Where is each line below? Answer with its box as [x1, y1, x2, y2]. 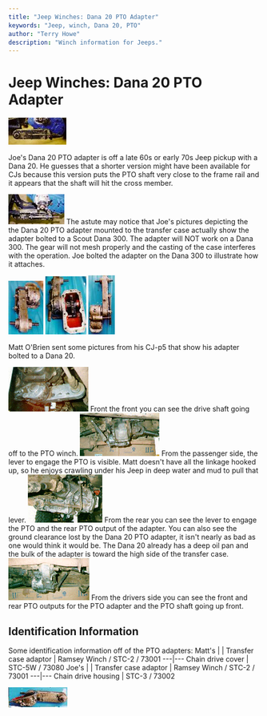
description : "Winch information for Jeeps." [8, 38, 162, 46]
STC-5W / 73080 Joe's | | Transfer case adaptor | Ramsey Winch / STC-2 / [8, 663, 256, 672]
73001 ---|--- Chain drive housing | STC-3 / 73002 [8, 671, 176, 681]
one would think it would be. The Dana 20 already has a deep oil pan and [8, 541, 249, 550]
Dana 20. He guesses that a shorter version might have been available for [8, 161, 250, 171]
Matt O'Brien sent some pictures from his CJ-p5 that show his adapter [8, 343, 240, 352]
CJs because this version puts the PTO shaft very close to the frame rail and [8, 170, 260, 179]
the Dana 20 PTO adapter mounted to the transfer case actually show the [8, 225, 249, 235]
